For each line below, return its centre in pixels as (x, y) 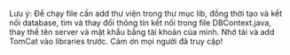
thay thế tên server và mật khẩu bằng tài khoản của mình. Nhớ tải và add (142, 32)
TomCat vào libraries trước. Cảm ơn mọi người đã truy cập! (116, 41)
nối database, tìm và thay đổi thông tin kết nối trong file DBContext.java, (141, 23)
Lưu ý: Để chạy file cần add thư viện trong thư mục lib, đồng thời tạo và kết (146, 14)
